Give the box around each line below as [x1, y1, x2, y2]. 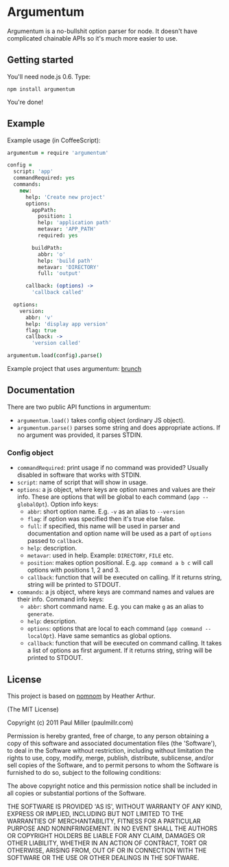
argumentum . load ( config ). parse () [7, 352, 103, 359]
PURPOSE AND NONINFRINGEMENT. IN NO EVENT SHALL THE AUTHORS [7, 824, 218, 833]
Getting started [7, 54, 74, 66]
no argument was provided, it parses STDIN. [16, 431, 143, 439]
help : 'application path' [37, 220, 112, 226]
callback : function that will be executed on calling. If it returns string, [27, 573, 222, 581]
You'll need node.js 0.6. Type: [7, 72, 91, 81]
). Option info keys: [45, 500, 99, 509]
